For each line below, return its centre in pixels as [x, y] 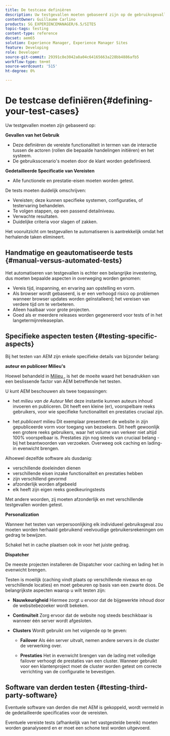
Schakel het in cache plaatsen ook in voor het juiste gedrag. [68, 545]
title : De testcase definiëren [38, 10]
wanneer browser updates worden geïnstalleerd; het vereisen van [81, 298]
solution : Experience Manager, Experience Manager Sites [67, 43]
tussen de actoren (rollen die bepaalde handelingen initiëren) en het [83, 150]
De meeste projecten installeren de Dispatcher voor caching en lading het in [84, 564]
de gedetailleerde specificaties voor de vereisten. [57, 713]
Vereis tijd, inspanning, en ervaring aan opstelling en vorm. [74, 288]
